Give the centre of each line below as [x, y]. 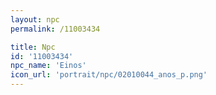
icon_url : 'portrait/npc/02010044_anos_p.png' [109, 75]
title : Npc [33, 47]
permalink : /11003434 [55, 29]
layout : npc [35, 19]
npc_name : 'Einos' [48, 66]
